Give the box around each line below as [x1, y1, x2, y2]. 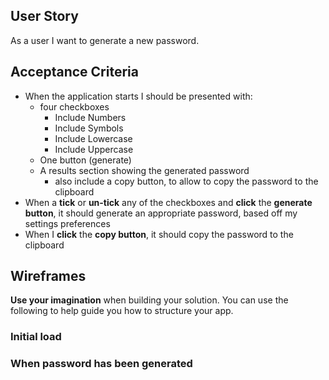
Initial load [10, 330, 62, 344]
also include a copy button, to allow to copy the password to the [54, 175, 319, 187]
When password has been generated [10, 357, 193, 371]
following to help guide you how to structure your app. [10, 305, 234, 317]
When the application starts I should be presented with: [24, 90, 253, 102]
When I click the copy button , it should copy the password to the [24, 228, 294, 240]
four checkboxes [39, 100, 110, 113]
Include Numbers [54, 111, 127, 123]
